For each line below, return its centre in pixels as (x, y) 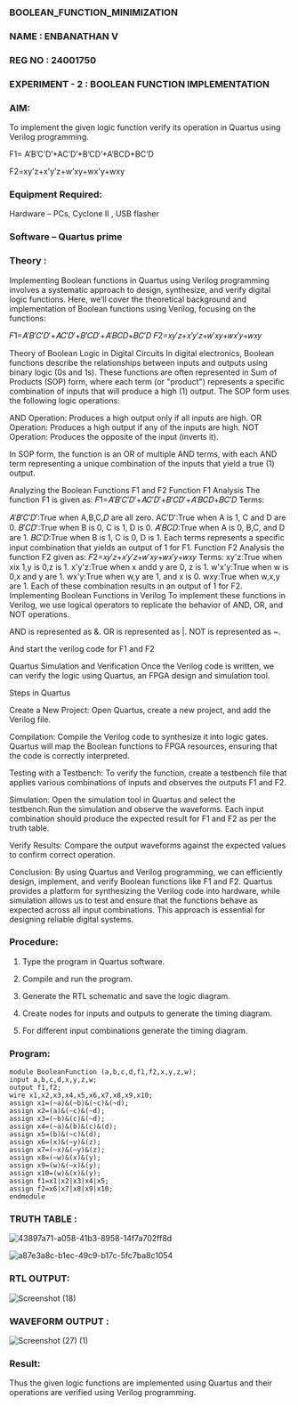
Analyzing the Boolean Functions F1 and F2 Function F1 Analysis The (135, 490)
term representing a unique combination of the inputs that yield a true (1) (142, 463)
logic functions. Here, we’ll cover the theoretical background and (128, 299)
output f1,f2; (36, 1088)
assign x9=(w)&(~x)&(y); (55, 1166)
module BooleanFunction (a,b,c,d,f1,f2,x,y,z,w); (103, 1072)
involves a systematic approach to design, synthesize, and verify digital (140, 289)
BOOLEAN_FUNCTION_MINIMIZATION (93, 12)
